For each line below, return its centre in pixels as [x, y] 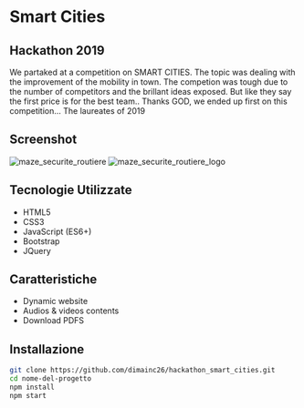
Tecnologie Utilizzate [71, 190]
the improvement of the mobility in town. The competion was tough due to [149, 82]
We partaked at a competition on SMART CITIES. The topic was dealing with [152, 72]
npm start [28, 395]
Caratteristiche [53, 280]
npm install [32, 387]
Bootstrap [41, 241]
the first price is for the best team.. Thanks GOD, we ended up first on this [148, 101]
